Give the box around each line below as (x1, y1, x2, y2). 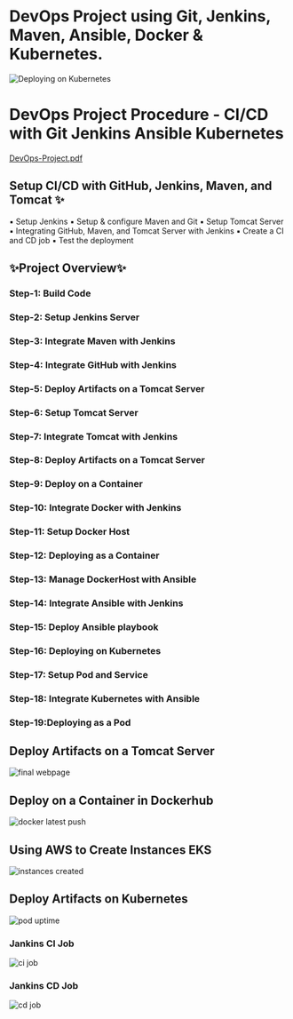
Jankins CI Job (9, 937, 75, 950)
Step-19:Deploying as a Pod (9, 716, 131, 728)
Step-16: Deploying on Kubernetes (9, 644, 162, 657)
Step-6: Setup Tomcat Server (9, 406, 139, 418)
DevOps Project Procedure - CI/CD (9, 105, 269, 125)
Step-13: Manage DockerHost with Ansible (9, 573, 197, 585)
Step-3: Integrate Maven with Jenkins (9, 335, 176, 347)
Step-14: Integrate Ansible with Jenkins (9, 597, 184, 609)
